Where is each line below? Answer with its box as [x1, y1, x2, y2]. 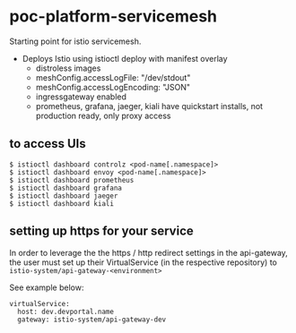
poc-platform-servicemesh [9, 6, 218, 27]
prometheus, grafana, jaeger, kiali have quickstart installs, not [35, 100, 263, 111]
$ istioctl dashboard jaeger [9, 191, 118, 201]
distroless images [35, 63, 101, 73]
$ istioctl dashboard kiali [9, 199, 115, 208]
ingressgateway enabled [35, 91, 127, 102]
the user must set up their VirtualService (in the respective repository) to [9, 257, 278, 268]
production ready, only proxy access [35, 110, 171, 121]
